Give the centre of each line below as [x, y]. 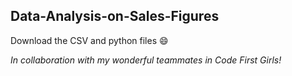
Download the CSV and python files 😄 [89, 40]
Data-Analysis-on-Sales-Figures [115, 16]
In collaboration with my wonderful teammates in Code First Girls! [146, 60]
